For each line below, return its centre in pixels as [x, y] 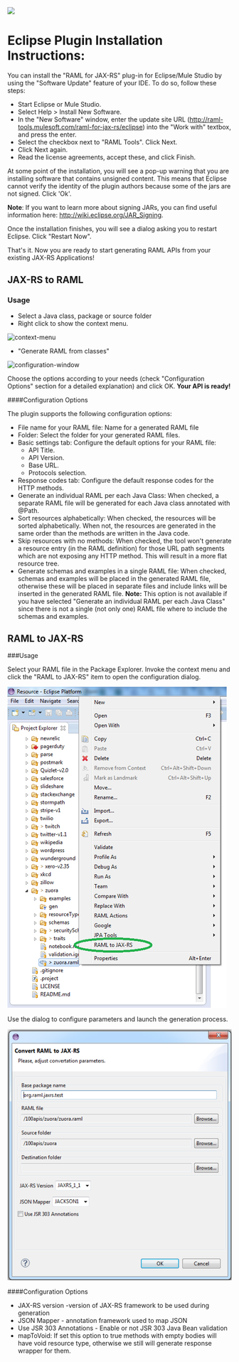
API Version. [46, 457]
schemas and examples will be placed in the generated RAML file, [114, 578]
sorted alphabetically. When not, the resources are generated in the [117, 526]
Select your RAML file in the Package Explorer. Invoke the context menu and [119, 669]
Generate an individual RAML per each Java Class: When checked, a [118, 495]
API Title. [42, 450]
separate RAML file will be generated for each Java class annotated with [124, 503]
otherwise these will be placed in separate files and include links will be [122, 586]
